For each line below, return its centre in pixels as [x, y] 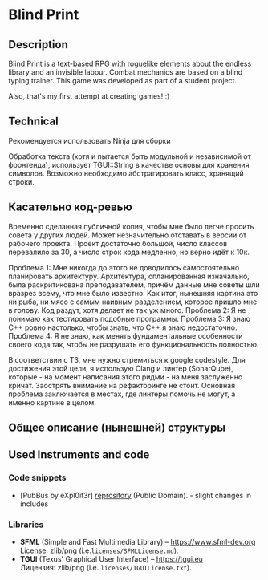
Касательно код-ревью [70, 207]
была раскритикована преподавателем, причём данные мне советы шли [134, 284]
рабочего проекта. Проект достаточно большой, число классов [118, 243]
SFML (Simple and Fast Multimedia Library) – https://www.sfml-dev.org [138, 542]
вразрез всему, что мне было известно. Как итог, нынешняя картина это [133, 293]
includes [34, 504]
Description [38, 45]
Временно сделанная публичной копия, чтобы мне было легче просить [131, 226]
